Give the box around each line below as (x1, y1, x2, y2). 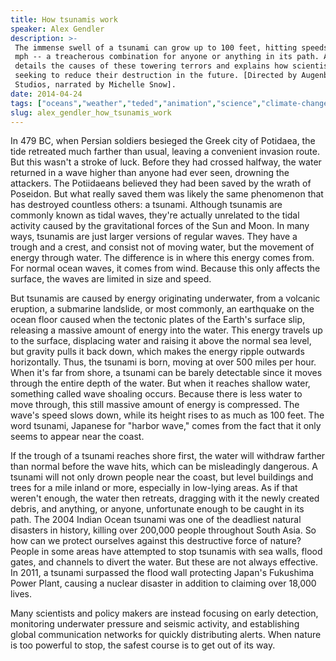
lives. (10, 588, 32, 600)
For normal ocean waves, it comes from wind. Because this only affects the (10, 262, 321, 275)
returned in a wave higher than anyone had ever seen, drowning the (10, 167, 290, 179)
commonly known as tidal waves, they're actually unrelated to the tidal (10, 209, 300, 221)
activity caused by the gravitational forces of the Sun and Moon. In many (10, 220, 310, 232)
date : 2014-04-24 (10, 89, 83, 99)
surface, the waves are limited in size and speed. (10, 273, 212, 285)
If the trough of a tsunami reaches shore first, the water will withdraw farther (10, 450, 326, 462)
